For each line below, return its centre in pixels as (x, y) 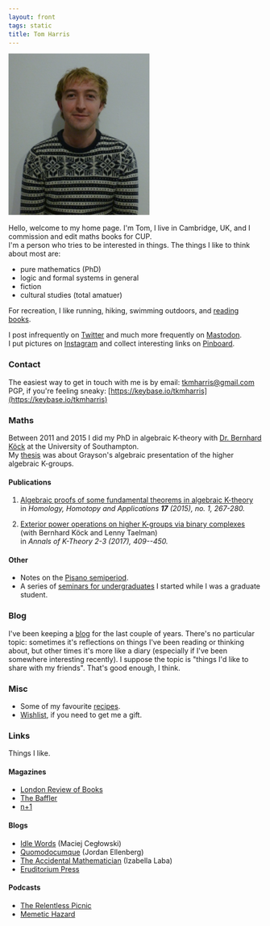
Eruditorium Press (50, 869)
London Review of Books (61, 790)
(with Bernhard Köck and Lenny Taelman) (89, 533)
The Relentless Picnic (56, 905)
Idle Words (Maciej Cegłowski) (71, 843)
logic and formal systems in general (79, 278)
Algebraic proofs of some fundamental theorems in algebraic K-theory (137, 500)
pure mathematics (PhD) (60, 270)
